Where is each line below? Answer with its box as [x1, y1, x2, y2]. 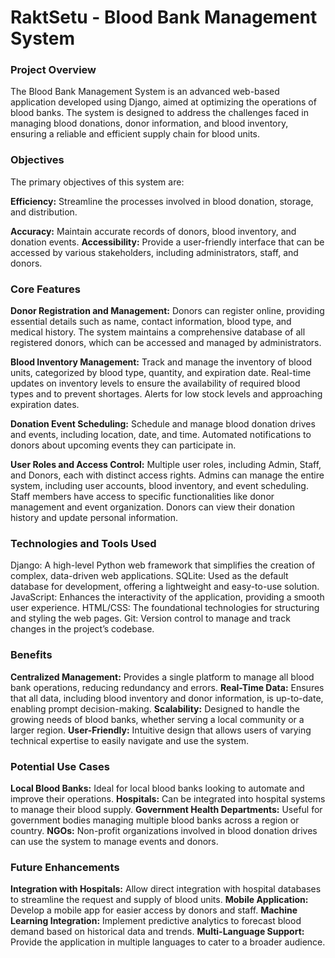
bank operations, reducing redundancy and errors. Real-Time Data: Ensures [10, 681, 325, 693]
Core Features [10, 282, 81, 296]
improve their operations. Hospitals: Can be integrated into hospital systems [10, 792, 326, 805]
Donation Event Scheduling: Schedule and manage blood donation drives [10, 418, 316, 430]
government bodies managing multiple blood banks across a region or [10, 814, 300, 826]
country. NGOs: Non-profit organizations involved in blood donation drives [10, 824, 318, 836]
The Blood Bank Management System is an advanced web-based [10, 86, 280, 98]
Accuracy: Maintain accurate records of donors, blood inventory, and [10, 225, 297, 237]
